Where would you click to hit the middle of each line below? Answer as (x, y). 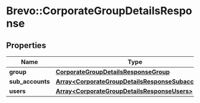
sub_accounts (30, 81)
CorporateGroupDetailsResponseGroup (113, 72)
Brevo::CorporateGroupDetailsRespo (99, 11)
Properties (26, 45)
